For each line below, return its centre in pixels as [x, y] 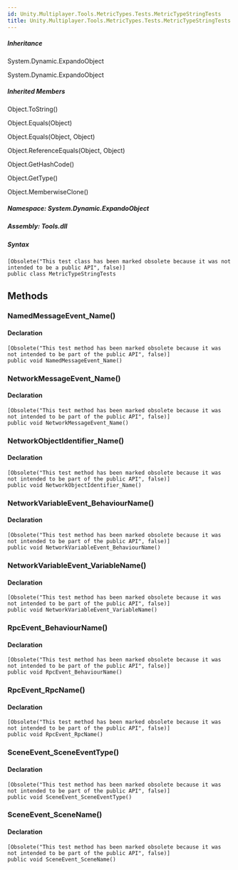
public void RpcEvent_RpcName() [55, 735]
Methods [28, 296]
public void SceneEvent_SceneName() [62, 859]
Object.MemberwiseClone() [48, 192]
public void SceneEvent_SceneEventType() [70, 797]
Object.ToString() [33, 109]
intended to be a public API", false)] [67, 268]
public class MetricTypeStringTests [62, 274]
